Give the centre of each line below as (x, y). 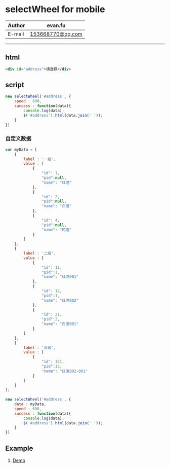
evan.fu (56, 25)
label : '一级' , (40, 159)
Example (19, 448)
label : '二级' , (40, 254)
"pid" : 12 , (52, 367)
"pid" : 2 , (50, 319)
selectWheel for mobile (55, 9)
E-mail (16, 34)
